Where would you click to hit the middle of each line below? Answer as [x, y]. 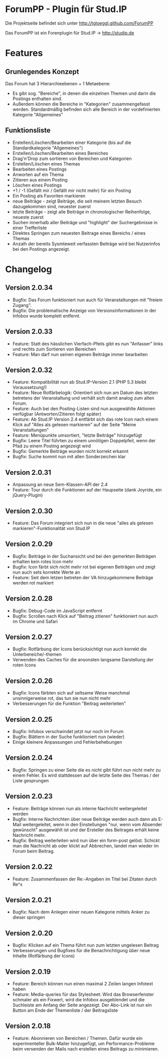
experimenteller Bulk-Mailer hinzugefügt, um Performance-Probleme [83, 1043]
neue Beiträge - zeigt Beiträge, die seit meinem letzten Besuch [77, 201]
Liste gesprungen [31, 780]
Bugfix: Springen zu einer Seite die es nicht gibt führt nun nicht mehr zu [87, 770]
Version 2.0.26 [29, 681]
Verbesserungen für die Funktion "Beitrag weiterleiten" [69, 703]
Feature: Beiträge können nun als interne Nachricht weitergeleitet [80, 808]
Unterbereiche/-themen [37, 654]
